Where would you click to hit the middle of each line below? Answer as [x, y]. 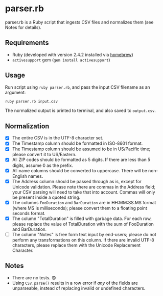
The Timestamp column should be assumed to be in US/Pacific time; [81, 149]
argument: [15, 92]
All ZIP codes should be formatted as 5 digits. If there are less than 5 [81, 160]
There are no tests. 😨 [34, 277]
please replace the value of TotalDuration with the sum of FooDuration [83, 224]
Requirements [27, 43]
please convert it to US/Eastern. [44, 155]
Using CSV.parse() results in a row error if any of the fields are [75, 283]
